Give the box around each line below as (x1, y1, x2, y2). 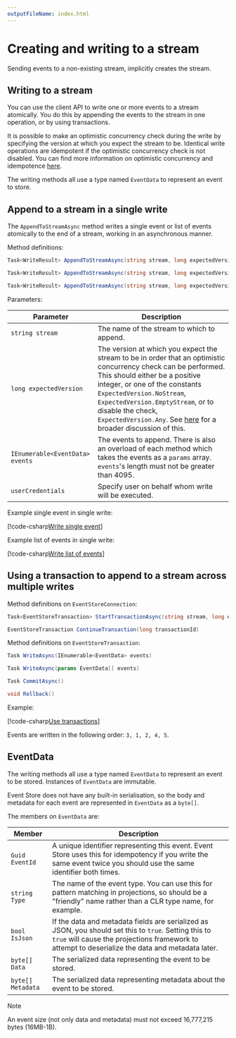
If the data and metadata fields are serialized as (52, 916, 209, 926)
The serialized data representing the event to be (52, 954, 211, 964)
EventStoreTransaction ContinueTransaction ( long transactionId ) (7, 625, 199, 633)
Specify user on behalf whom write (97, 481, 213, 491)
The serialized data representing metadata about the (52, 975, 225, 984)
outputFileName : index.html (7, 10, 90, 18)
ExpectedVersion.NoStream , (97, 388, 186, 398)
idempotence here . (7, 161, 63, 170)
